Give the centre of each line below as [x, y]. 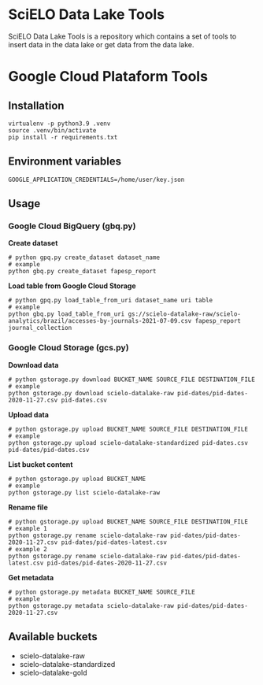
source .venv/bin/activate [52, 130]
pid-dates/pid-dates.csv [49, 450]
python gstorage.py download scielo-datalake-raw [91, 393]
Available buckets [53, 637]
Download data [33, 365]
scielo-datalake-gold [54, 672]
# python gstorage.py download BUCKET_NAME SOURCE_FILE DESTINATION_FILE [132, 380]
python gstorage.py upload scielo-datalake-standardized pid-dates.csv [128, 442]
